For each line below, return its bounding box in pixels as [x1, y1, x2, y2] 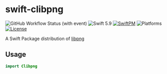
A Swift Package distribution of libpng [5, 35, 85, 42]
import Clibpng [5, 63, 38, 69]
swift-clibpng [5, 4, 64, 15]
